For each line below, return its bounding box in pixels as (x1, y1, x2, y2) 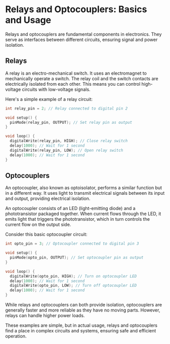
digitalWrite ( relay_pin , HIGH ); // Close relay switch (10, 139, 128, 144)
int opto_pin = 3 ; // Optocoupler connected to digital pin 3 (5, 241, 139, 247)
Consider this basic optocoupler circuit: (5, 231, 88, 237)
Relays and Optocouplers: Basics (5, 4, 147, 15)
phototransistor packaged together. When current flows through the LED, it (5, 211, 161, 217)
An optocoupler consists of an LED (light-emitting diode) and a (5, 205, 136, 212)
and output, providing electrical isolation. (5, 195, 91, 201)
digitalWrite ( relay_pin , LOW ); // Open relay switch (10, 148, 123, 153)
